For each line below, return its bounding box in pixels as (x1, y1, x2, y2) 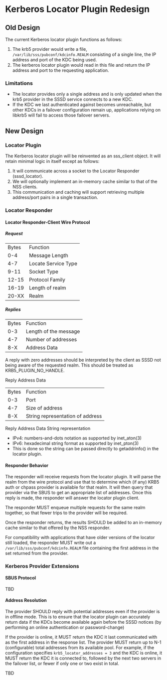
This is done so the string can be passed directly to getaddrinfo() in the (12, 446, 159, 452)
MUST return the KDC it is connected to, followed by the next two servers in (5, 655, 161, 661)
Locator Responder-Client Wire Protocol (5, 219, 90, 225)
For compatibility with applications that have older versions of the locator (5, 534, 156, 540)
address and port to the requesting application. (12, 67, 109, 73)
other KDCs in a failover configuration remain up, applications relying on (12, 107, 161, 113)
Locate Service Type (29, 260, 77, 267)
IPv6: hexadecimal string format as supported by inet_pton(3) (12, 440, 139, 446)
